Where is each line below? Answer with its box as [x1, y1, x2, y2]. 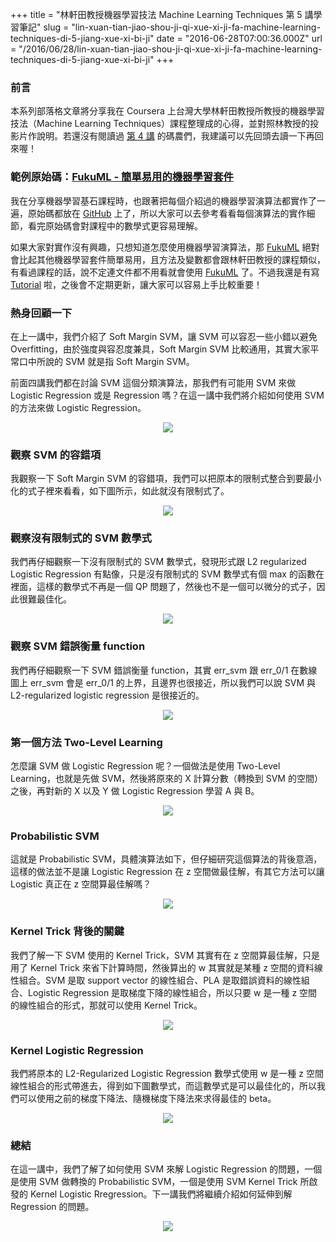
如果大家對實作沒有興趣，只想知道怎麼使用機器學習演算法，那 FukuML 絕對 [10, 241, 320, 253]
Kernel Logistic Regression [10, 1043, 144, 1057]
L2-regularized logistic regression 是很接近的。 [10, 689, 205, 701]
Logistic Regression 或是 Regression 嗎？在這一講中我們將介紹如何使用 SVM [10, 389, 325, 401]
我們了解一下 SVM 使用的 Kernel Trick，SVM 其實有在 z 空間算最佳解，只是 [10, 949, 320, 961]
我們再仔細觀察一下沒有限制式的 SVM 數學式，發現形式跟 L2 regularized [10, 556, 307, 568]
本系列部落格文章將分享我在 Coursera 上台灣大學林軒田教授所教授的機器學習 [10, 105, 325, 117]
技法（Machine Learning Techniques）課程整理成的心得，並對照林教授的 [10, 118, 311, 130]
